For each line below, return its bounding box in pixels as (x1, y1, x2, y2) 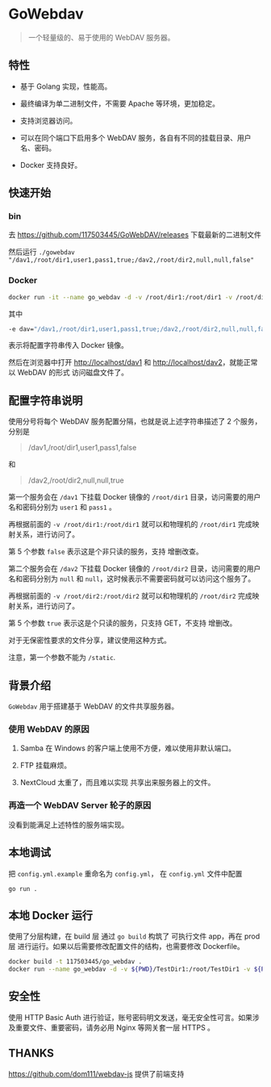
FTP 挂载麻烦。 (19, 760, 71, 771)
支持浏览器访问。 (19, 115, 77, 125)
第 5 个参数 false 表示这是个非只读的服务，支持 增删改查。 (8, 546, 203, 557)
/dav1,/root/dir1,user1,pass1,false (27, 443, 137, 453)
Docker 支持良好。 (19, 160, 82, 169)
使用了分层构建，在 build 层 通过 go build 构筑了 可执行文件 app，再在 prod (8, 931, 261, 941)
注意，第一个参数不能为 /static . (8, 653, 116, 663)
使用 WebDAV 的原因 (8, 724, 90, 735)
